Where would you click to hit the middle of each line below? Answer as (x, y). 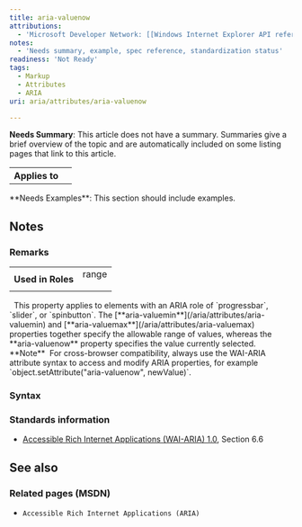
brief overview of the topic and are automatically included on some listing (145, 144)
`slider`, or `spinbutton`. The (61, 315)
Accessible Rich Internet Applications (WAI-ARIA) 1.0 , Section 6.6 (142, 439)
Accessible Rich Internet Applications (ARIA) (111, 514)
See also (34, 467)
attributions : (36, 26)
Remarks (29, 252)
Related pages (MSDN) (60, 493)
